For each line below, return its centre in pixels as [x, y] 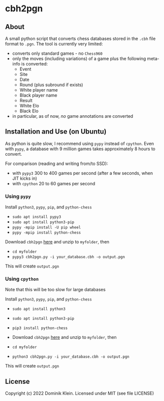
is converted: [35, 64]
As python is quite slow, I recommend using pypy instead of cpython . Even [80, 143]
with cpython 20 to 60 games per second [53, 183]
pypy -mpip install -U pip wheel [47, 228]
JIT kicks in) [25, 178]
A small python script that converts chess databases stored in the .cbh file [81, 38]
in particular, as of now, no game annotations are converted [73, 116]
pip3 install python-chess [40, 328]
